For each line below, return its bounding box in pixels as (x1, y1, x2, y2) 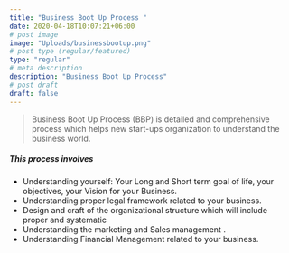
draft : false (9, 89, 59, 98)
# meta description (9, 64, 83, 73)
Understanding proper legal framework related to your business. (22, 195, 262, 206)
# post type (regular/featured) (9, 47, 131, 56)
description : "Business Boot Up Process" (9, 72, 168, 81)
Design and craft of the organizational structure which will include (22, 205, 268, 216)
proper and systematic (22, 214, 107, 226)
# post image (9, 30, 59, 39)
